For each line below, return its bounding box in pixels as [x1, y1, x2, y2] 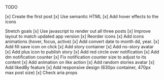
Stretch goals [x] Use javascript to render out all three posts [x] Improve [5, 28, 151, 34]
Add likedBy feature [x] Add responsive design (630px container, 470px [5, 64, 151, 70]
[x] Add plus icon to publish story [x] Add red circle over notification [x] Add [5, 49, 159, 55]
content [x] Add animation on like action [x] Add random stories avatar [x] [5, 60, 155, 65]
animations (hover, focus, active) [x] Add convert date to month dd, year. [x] [5, 39, 159, 44]
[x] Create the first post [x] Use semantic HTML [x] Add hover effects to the [5, 14, 159, 19]
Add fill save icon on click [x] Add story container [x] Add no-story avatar [5, 44, 154, 49]
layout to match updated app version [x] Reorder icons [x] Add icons [5, 34, 144, 39]
